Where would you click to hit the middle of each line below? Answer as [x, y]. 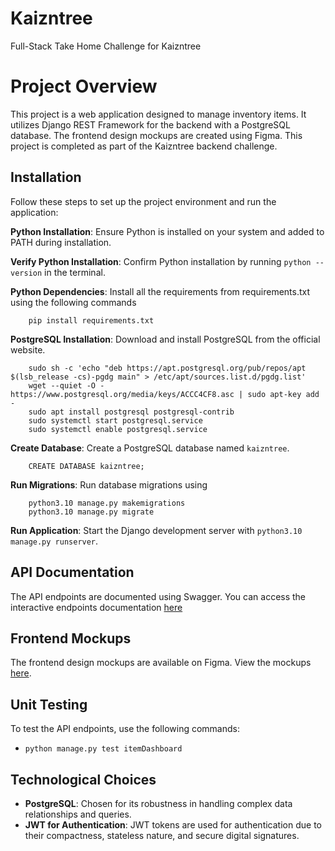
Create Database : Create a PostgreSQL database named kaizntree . [150, 448]
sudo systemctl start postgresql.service [115, 420]
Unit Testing [49, 704]
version [26, 273]
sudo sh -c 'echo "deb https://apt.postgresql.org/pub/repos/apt [167, 368]
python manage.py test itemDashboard [103, 749]
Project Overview [84, 86]
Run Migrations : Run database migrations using [109, 484]
